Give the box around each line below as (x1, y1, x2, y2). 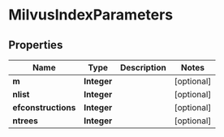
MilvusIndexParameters (8, 6, 174, 24)
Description (120, 62, 166, 73)
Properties (8, 38, 63, 52)
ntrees (12, 115, 38, 126)
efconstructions (12, 102, 76, 113)
